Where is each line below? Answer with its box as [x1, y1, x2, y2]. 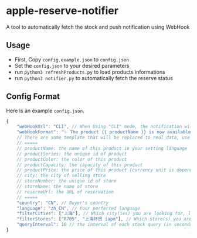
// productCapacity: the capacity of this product [16, 162, 143, 168]
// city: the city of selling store [16, 173, 107, 179]
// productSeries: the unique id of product [16, 151, 127, 157]
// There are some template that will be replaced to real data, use [16, 134, 191, 141]
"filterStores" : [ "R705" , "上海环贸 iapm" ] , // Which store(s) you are [16, 216, 192, 222]
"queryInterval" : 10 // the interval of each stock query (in [16, 222, 172, 227]
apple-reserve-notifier [6, 4, 119, 18]
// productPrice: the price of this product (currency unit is [16, 167, 175, 173]
